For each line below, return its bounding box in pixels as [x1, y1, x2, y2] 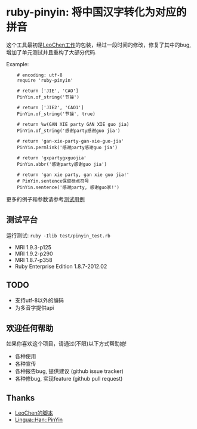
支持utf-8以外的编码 [14, 297, 64, 304]
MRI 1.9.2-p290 [14, 250, 53, 257]
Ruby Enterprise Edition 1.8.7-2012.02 [14, 263, 107, 270]
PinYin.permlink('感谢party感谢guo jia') [17, 144, 118, 150]
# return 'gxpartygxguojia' [17, 155, 87, 161]
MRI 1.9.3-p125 [14, 243, 52, 251]
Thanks [6, 393, 35, 403]
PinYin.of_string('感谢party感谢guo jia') [17, 128, 121, 134]
